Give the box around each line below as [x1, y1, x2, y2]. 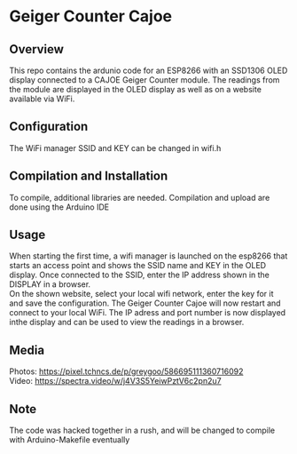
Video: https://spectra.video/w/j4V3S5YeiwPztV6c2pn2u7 [9, 376, 222, 386]
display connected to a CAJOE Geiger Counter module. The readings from [9, 75, 280, 85]
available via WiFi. [9, 93, 75, 104]
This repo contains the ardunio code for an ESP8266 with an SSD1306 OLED [9, 65, 288, 76]
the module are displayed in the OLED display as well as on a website [9, 84, 262, 94]
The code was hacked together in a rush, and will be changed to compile [9, 425, 276, 436]
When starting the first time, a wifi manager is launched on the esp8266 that [9, 251, 288, 261]
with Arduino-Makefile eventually [9, 434, 130, 445]
